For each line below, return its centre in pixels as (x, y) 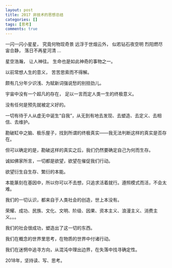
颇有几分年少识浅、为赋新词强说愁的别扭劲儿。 (55, 83)
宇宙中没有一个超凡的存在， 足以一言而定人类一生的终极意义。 (71, 94)
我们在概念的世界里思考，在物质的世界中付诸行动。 (59, 239)
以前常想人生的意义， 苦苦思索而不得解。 (49, 72)
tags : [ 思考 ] (18, 24)
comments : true (21, 29)
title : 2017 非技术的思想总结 (35, 15)
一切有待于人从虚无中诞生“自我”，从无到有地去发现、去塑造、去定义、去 (81, 116)
